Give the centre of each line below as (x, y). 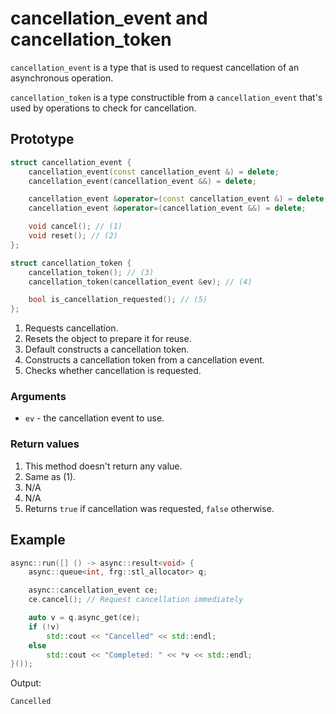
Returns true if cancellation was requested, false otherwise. (149, 508)
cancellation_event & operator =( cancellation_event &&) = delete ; (167, 208)
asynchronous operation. (62, 78)
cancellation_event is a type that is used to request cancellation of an (155, 67)
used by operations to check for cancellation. (103, 108)
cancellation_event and (109, 18)
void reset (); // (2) (73, 236)
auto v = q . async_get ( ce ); (84, 618)
